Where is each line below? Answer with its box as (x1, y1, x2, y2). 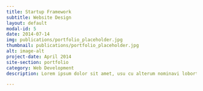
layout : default (6, 20, 47, 26)
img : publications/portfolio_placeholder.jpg (6, 37, 123, 43)
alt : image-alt (6, 48, 45, 54)
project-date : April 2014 (6, 54, 71, 60)
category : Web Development (6, 64, 74, 71)
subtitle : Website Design (6, 14, 71, 20)
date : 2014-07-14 (6, 31, 50, 37)
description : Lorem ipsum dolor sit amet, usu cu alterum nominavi (6, 71, 180, 77)
